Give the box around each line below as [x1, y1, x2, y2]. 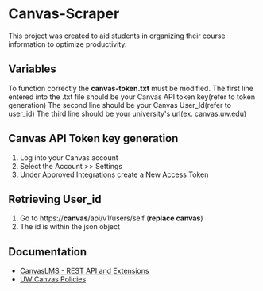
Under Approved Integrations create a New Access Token [19, 170, 209, 179]
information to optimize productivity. [8, 39, 127, 48]
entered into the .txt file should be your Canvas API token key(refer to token [8, 92, 256, 101]
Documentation [8, 245, 87, 258]
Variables [8, 63, 57, 76]
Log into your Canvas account [19, 152, 119, 163]
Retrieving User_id [8, 192, 102, 206]
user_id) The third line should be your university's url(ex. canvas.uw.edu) [8, 109, 247, 118]
